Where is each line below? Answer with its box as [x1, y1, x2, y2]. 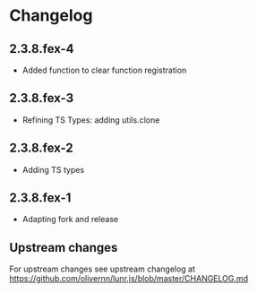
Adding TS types [21, 164, 85, 175]
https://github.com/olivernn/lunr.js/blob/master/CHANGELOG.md [9, 273, 249, 284]
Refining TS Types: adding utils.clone [21, 114, 160, 125]
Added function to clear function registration [21, 65, 187, 75]
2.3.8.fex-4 [9, 41, 74, 56]
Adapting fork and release [21, 214, 119, 225]
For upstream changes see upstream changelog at [9, 263, 195, 274]
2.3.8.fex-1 [9, 190, 72, 206]
